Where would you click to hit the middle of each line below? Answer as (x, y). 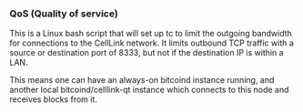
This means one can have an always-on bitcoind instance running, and (142, 80)
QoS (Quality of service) (64, 14)
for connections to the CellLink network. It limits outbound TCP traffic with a (151, 43)
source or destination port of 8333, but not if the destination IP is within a (146, 53)
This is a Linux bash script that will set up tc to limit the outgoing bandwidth (151, 34)
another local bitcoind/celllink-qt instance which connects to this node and (149, 90)
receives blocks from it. (54, 99)
